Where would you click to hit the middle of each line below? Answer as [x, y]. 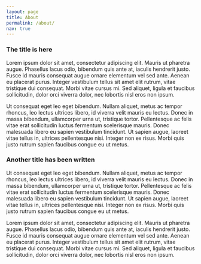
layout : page [22, 12]
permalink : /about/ [31, 23]
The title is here [29, 50]
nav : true [19, 28]
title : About [22, 17]
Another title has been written [51, 160]
